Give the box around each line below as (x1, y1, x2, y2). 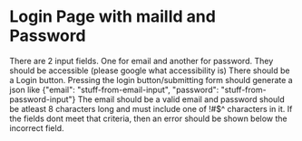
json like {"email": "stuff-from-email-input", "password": (9, 84, 219, 95)
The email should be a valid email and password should (77, 93, 286, 105)
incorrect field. (9, 122, 64, 133)
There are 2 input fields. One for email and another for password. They (9, 55, 274, 66)
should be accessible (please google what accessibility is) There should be (9, 65, 290, 76)
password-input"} (9, 93, 76, 105)
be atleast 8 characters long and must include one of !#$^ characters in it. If (9, 103, 293, 114)
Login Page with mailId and (9, 6, 216, 27)
